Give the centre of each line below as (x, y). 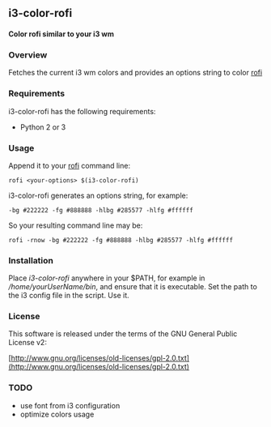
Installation (31, 260)
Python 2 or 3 (43, 127)
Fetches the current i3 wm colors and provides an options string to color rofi (135, 73)
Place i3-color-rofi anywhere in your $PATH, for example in (107, 278)
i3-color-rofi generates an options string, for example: (98, 195)
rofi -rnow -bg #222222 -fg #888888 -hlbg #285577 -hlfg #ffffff (121, 240)
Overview (28, 54)
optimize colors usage (57, 414)
